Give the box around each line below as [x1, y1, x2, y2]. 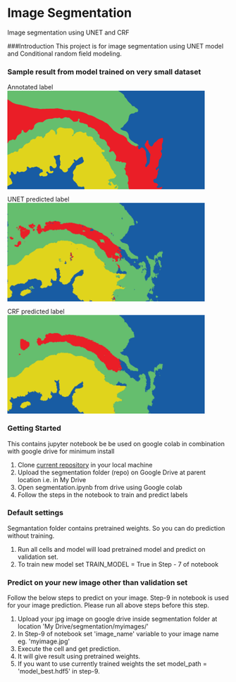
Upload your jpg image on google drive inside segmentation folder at [17, 614, 218, 624]
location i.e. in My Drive [17, 475, 87, 484]
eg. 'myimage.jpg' [17, 637, 70, 645]
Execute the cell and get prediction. [17, 645, 121, 653]
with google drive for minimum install [7, 447, 115, 455]
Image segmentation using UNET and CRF [7, 28, 130, 37]
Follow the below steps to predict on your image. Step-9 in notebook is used [7, 593, 229, 602]
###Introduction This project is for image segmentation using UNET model [7, 42, 224, 50]
